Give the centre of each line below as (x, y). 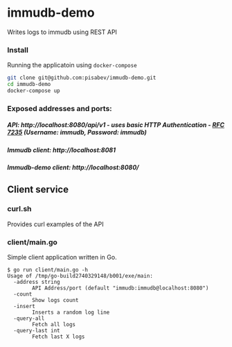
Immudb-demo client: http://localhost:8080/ (73, 167)
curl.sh (19, 209)
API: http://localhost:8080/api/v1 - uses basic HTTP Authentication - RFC (116, 125)
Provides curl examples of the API (55, 224)
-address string (37, 282)
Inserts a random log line (71, 313)
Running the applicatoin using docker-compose (72, 65)
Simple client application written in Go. (62, 257)
